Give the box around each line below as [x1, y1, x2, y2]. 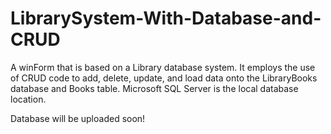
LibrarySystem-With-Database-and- [10, 7, 322, 30]
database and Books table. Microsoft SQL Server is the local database [10, 82, 299, 94]
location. [10, 93, 47, 105]
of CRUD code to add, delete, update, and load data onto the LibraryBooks [10, 72, 318, 84]
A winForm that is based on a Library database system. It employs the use [10, 61, 316, 73]
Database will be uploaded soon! [10, 112, 146, 124]
